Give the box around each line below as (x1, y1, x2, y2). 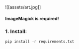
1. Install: (5, 28, 27, 35)
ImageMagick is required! (5, 15, 59, 21)
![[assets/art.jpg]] (5, 4, 41, 10)
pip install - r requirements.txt (5, 39, 75, 44)
